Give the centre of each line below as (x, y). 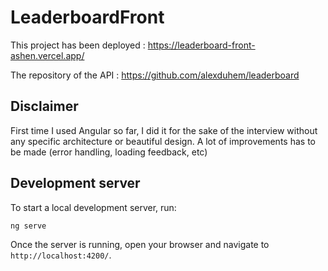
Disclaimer (44, 106)
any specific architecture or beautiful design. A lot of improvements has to (163, 141)
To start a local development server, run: (93, 207)
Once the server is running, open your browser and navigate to (140, 245)
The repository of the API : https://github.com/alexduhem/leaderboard (155, 75)
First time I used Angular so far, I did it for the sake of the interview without (164, 130)
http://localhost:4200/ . (61, 255)
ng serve (28, 226)
